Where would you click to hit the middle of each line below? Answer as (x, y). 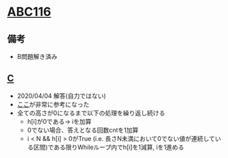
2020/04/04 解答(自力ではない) (61, 96)
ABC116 (29, 12)
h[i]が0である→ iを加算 (59, 121)
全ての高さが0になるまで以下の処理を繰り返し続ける (91, 113)
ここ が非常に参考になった (53, 104)
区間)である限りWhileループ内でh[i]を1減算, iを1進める (109, 147)
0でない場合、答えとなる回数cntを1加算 (83, 130)
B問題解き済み (37, 56)
